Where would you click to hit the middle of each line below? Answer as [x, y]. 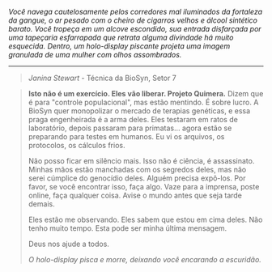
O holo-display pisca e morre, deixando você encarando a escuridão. [144, 259]
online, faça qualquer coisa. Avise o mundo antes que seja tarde [135, 195]
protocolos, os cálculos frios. [76, 145]
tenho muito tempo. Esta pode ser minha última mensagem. [127, 228]
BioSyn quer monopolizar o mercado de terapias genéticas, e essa [139, 111]
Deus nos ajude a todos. [68, 244]
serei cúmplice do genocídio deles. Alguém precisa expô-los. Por [137, 178]
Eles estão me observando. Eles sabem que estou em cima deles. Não [145, 219]
